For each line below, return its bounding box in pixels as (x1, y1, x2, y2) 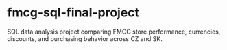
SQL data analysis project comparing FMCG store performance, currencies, (7, 27, 221, 36)
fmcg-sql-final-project (7, 5, 139, 21)
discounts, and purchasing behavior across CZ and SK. (7, 34, 163, 42)
